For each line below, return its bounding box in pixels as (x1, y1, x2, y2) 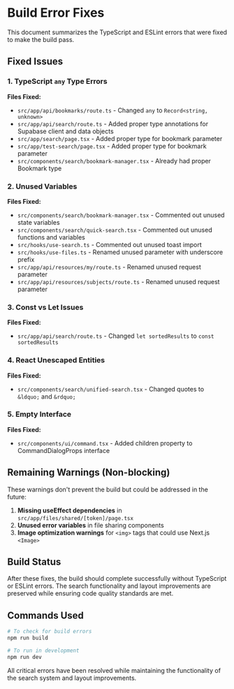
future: (7, 492, 27, 501)
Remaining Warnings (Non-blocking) (7, 466, 170, 479)
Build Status (7, 556, 61, 568)
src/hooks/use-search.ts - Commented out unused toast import (17, 240, 202, 249)
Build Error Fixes (7, 5, 105, 21)
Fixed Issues (7, 56, 64, 68)
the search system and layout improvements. (7, 674, 137, 682)
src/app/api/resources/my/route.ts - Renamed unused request (17, 262, 201, 271)
